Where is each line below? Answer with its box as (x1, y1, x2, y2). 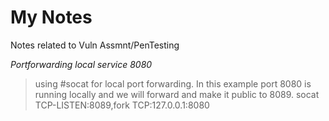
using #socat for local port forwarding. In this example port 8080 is (34, 77, 312, 90)
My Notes (10, 6, 93, 29)
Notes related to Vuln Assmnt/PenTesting (10, 39, 180, 51)
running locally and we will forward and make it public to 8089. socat (34, 88, 320, 100)
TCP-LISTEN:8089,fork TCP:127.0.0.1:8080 (34, 99, 210, 111)
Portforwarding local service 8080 (10, 58, 153, 70)
